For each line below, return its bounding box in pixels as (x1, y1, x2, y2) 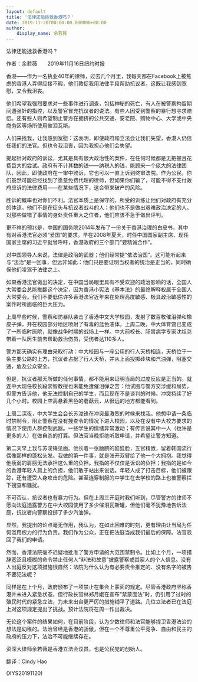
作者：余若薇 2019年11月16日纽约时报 (6, 60, 105, 67)
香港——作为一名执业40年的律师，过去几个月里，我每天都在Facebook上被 (6, 73, 187, 80)
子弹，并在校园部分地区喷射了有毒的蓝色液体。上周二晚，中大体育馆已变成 (11, 321, 192, 328)
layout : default (6, 8, 46, 15)
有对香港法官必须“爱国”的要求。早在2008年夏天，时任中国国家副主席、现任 (6, 231, 189, 239)
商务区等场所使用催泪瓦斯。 (6, 122, 74, 129)
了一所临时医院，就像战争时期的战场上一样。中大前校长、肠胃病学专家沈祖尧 (6, 328, 192, 335)
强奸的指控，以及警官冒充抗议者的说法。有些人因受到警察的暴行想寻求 (16, 107, 187, 115)
